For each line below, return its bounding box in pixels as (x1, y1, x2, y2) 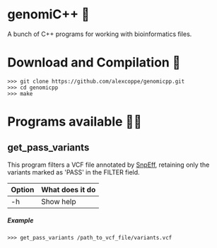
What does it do (41, 184, 96, 194)
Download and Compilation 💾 (7, 54, 181, 71)
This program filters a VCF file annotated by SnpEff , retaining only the (7, 160, 210, 169)
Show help (41, 196, 76, 206)
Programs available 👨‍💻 (7, 114, 143, 130)
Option (11, 184, 35, 194)
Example (7, 216, 34, 225)
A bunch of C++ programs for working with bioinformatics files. (7, 30, 192, 38)
